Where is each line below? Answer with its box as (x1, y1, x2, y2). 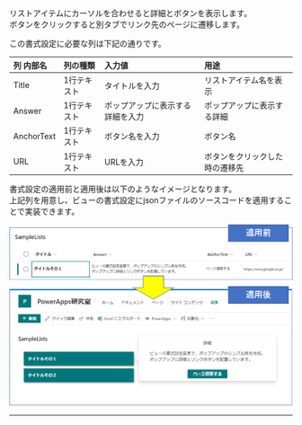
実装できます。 (24, 206, 80, 217)
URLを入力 (104, 156, 144, 167)
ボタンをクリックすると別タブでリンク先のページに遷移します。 (9, 19, 245, 30)
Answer (13, 105, 42, 116)
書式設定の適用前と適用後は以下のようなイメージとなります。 (9, 183, 236, 194)
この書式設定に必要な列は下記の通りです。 (9, 39, 166, 49)
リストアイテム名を (204, 75, 275, 85)
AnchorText (13, 130, 57, 141)
